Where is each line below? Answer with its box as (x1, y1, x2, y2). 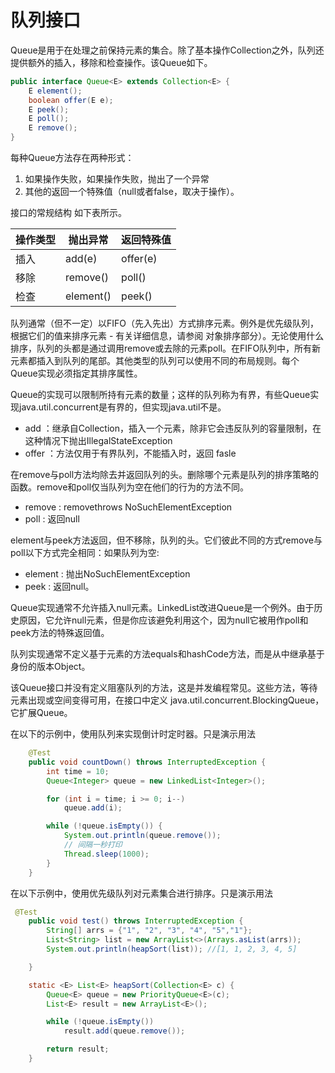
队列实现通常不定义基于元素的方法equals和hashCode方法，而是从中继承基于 (10, 648, 325, 660)
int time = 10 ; (46, 766, 110, 776)
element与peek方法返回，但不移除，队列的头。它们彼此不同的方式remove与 (10, 534, 323, 546)
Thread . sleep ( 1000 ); (63, 849, 150, 859)
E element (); (28, 86, 83, 96)
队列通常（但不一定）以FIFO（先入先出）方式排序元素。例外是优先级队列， (10, 317, 319, 330)
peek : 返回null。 (24, 581, 95, 593)
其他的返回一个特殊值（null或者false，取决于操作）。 (24, 186, 240, 198)
